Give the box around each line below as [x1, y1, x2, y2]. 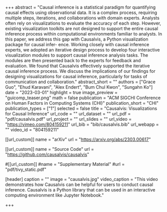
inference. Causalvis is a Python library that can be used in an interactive [5, 187, 155, 192]
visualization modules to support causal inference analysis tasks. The [5, 52, 148, 58]
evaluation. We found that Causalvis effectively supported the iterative [5, 63, 150, 69]
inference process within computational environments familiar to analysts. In [5, 31, 162, 37]
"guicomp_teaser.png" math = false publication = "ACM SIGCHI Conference [5, 95, 161, 101]
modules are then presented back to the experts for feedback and [5, 58, 141, 63]
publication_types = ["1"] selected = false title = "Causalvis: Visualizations [5, 105, 157, 111]
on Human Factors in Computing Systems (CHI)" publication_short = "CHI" [5, 100, 159, 106]
